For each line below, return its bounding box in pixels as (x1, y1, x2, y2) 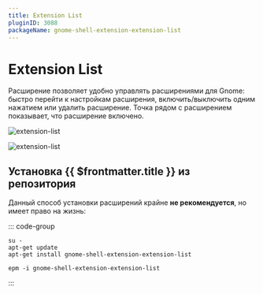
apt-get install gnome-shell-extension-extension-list (8, 251, 192, 259)
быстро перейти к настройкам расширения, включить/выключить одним (8, 95, 256, 104)
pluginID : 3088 (8, 19, 58, 27)
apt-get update (8, 244, 58, 252)
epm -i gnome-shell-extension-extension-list (8, 265, 160, 273)
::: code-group (8, 221, 55, 231)
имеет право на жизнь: (8, 207, 87, 216)
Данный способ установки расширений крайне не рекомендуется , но (8, 198, 246, 207)
